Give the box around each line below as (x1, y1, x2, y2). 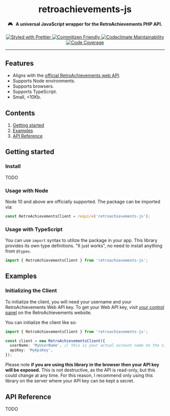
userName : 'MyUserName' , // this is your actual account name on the (10, 343, 159, 348)
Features (5, 59, 34, 67)
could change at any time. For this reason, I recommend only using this (5, 372, 153, 378)
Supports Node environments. (12, 78, 76, 84)
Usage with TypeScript (5, 226, 63, 233)
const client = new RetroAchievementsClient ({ (5, 338, 105, 343)
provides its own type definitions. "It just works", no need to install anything (5, 242, 163, 249)
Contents (5, 109, 35, 117)
